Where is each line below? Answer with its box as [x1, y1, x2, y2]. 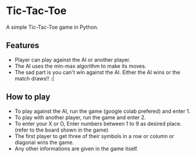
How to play [6, 92, 50, 102]
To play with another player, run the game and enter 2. [14, 113, 146, 121]
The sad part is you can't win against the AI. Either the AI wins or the [14, 69, 181, 76]
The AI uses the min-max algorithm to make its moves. [14, 62, 147, 69]
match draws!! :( [14, 75, 55, 82]
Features [6, 41, 39, 51]
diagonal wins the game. [14, 139, 75, 146]
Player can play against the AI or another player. [14, 56, 131, 63]
